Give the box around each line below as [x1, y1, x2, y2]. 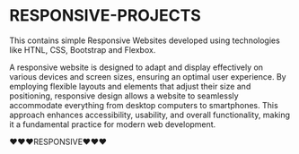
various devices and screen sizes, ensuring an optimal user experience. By [9, 71, 286, 81]
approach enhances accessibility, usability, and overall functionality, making [9, 109, 290, 120]
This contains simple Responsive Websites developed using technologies [9, 35, 280, 46]
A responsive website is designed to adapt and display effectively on [9, 62, 263, 73]
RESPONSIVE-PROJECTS [9, 5, 202, 26]
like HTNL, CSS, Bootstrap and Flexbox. [9, 44, 156, 55]
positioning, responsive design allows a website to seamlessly [9, 90, 240, 101]
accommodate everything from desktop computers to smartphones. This [9, 99, 278, 110]
